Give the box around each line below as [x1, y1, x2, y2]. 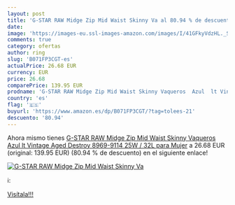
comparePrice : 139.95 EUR [7, 82, 83, 89]
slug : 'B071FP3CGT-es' [7, 56, 73, 63]
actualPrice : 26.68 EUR [7, 62, 77, 69]
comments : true [7, 36, 52, 43]
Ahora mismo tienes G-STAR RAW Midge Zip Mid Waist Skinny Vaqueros [7, 134, 216, 142]
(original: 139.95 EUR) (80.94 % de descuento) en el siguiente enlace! [7, 148, 208, 157]
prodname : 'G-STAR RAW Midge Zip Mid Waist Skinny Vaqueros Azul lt [7, 88, 218, 95]
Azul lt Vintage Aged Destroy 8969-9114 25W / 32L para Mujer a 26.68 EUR [7, 141, 225, 149]
